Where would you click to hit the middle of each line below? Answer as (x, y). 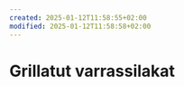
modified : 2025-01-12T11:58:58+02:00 (80, 26)
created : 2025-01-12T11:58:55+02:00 (78, 18)
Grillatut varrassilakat (92, 71)
